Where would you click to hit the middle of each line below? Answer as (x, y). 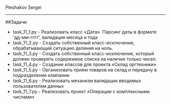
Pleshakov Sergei (23, 7)
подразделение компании (41, 75)
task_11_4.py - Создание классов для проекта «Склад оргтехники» (84, 64)
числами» (23, 97)
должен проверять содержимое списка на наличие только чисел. (84, 59)
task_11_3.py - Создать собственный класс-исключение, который (83, 54)
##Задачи (16, 22)
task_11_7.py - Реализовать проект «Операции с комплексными (81, 92)
